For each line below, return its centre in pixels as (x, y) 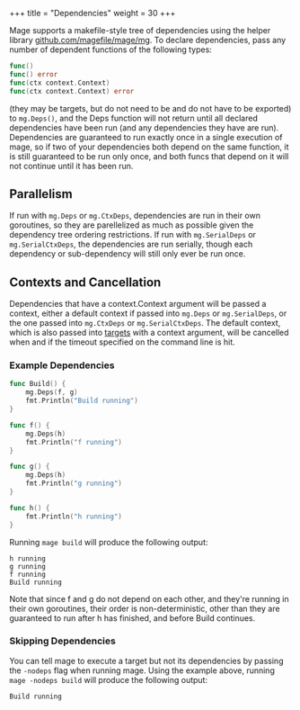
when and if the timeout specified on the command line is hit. (122, 342)
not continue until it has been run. (71, 166)
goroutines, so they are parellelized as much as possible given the (132, 225)
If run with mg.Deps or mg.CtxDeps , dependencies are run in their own (135, 216)
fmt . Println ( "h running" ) (74, 517)
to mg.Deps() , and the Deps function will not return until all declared (133, 118)
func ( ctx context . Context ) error (72, 91)
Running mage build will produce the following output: (109, 542)
